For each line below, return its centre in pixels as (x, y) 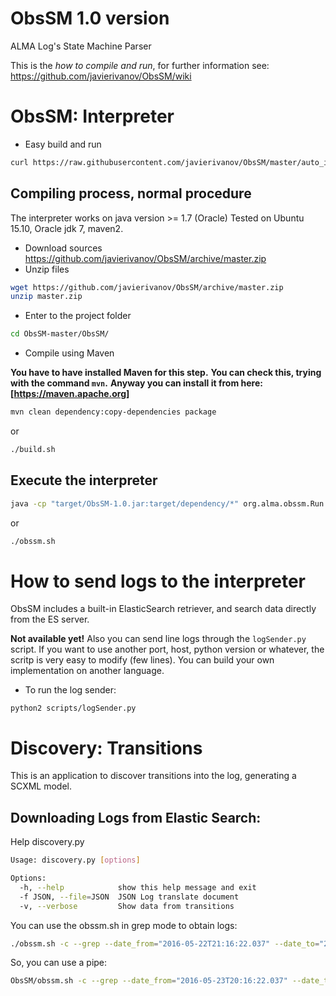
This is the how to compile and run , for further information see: (140, 65)
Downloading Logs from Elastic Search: (136, 817)
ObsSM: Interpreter (92, 116)
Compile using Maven (69, 353)
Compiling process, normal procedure (131, 193)
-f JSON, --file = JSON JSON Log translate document (129, 897)
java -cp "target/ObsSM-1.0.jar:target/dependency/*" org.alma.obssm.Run (167, 503)
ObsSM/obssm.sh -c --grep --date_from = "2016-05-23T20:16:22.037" (149, 981)
